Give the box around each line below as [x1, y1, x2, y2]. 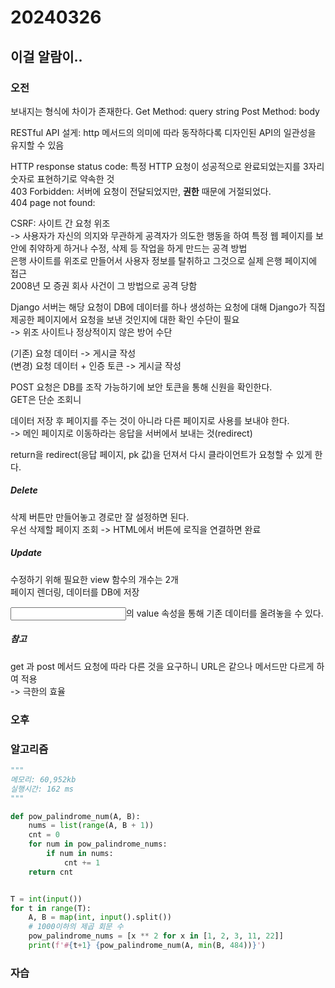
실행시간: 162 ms [10, 784, 75, 794]
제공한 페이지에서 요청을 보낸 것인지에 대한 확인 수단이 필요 [10, 313, 240, 325]
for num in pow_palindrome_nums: [28, 839, 168, 850]
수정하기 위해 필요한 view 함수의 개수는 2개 [10, 573, 179, 585]
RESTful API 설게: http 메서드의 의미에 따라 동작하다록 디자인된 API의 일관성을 [10, 126, 317, 138]
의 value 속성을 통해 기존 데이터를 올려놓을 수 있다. [126, 607, 324, 619]
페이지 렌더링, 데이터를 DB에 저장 [10, 586, 140, 598]
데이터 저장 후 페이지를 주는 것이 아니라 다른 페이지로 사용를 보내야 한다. [10, 414, 290, 426]
